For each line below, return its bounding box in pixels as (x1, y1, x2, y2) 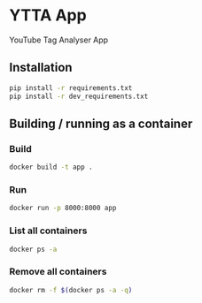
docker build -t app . (9, 163, 93, 172)
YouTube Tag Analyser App (9, 34, 109, 45)
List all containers (9, 224, 88, 237)
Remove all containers (9, 266, 107, 278)
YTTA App (9, 5, 87, 26)
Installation (9, 60, 73, 75)
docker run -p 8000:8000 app (9, 204, 117, 213)
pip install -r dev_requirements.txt (9, 92, 149, 101)
